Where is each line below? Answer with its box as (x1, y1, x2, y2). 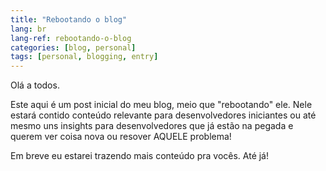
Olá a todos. (10, 79, 60, 91)
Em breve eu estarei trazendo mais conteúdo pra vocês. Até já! (10, 150, 270, 162)
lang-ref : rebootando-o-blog (10, 33, 132, 43)
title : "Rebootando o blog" (10, 14, 128, 25)
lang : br (10, 24, 47, 34)
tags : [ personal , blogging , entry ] (10, 52, 159, 62)
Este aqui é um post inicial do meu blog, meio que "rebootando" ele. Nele (10, 99, 313, 111)
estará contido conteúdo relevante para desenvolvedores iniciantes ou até (10, 109, 317, 121)
